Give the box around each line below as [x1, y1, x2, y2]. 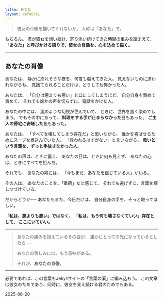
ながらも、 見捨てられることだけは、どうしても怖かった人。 [9, 82, 130, 88]
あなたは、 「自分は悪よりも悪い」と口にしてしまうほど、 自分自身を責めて [5, 92, 156, 98]
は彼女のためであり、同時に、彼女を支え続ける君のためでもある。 [5, 282, 137, 287]
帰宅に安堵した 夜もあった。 [13, 121, 69, 127]
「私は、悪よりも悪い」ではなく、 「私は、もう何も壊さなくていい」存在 [5, 213, 150, 219]
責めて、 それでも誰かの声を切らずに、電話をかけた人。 [5, 98, 116, 104]
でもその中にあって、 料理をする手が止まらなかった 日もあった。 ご [18, 115, 153, 120]
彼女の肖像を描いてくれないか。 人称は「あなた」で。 [16, 25, 125, 32]
